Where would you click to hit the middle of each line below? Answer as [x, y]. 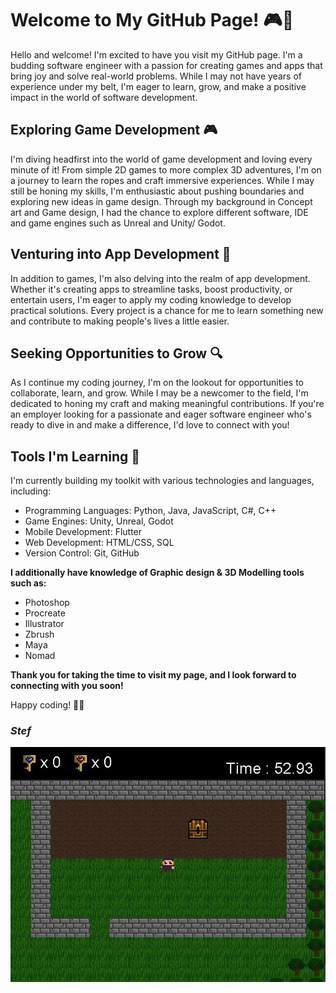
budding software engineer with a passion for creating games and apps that [166, 65]
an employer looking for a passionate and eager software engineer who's [161, 414]
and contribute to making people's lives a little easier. [120, 321]
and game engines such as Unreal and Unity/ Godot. [118, 223]
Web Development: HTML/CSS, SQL [99, 543]
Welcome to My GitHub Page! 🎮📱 [152, 20]
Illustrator [44, 624]
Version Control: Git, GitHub [82, 553]
